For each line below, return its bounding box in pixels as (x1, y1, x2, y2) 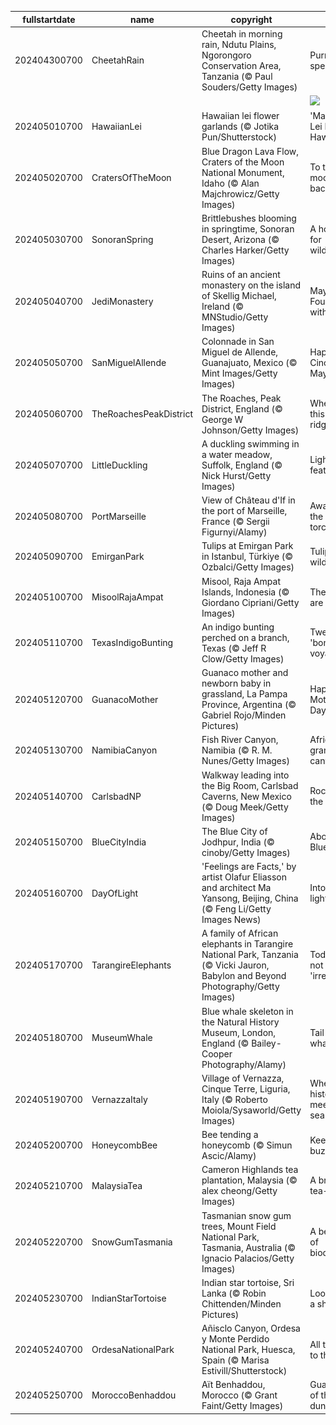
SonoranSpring (91, 233, 154, 245)
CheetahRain (91, 54, 145, 66)
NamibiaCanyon (91, 744, 158, 756)
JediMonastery (91, 295, 154, 307)
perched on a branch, (201, 631, 290, 643)
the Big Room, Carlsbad (201, 779, 299, 791)
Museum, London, (201, 1026, 277, 1038)
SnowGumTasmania (91, 1236, 173, 1248)
